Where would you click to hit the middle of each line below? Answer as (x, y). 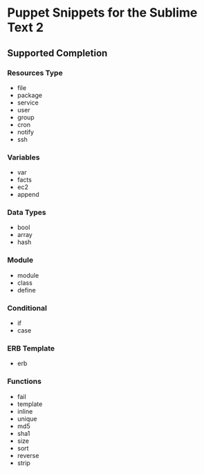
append (28, 195)
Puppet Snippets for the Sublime (102, 13)
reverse (28, 455)
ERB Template (31, 348)
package (30, 95)
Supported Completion (57, 53)
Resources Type (35, 73)
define (26, 290)
